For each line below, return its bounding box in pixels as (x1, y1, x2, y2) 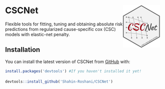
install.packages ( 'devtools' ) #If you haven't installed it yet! (5, 68, 141, 73)
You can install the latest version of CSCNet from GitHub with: (5, 59, 131, 65)
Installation (5, 45, 40, 54)
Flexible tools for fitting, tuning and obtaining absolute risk (5, 21, 123, 27)
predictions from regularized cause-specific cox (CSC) (5, 26, 116, 32)
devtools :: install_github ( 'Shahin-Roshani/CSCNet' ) (5, 79, 113, 84)
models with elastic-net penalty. (5, 31, 70, 37)
